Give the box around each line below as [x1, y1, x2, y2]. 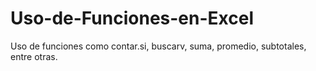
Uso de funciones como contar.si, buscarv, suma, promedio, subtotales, [10, 40, 307, 52]
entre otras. [10, 50, 58, 62]
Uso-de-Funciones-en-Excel [10, 7, 254, 30]
